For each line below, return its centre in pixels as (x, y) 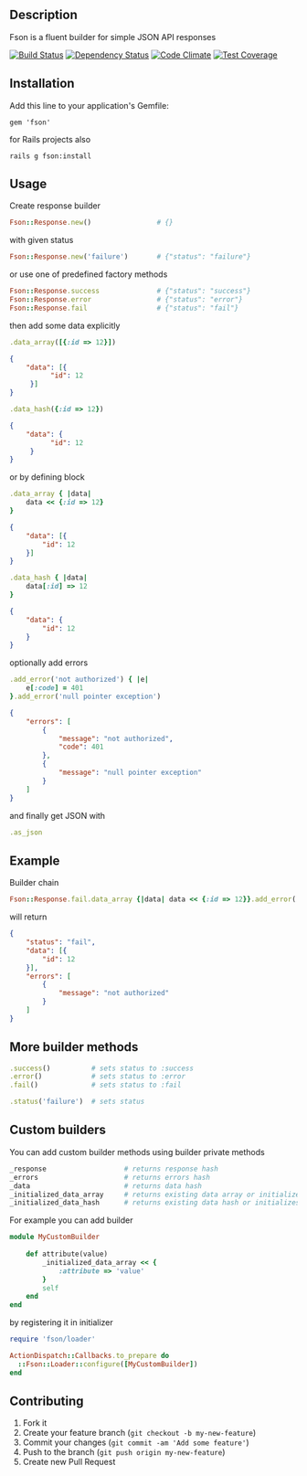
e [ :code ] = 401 (55, 688)
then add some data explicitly (65, 325)
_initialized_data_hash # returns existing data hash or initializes (155, 1203)
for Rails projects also (50, 139)
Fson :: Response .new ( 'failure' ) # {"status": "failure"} (130, 257)
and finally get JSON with (58, 815)
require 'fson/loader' (53, 1339)
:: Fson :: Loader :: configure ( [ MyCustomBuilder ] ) (108, 1364)
